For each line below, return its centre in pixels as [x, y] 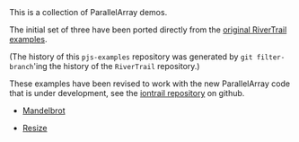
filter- [271, 58]
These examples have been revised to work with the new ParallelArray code [149, 84]
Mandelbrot [44, 111]
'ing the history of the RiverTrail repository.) [116, 66]
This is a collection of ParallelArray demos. [88, 12]
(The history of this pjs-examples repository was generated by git [131, 57]
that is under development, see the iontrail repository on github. [127, 93]
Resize [35, 128]
